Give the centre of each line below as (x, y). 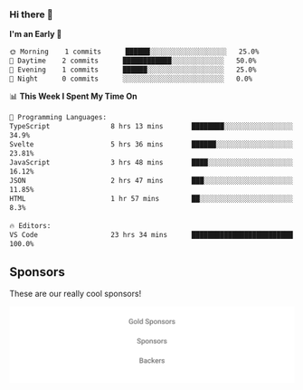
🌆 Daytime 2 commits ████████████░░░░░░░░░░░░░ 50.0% (133, 61)
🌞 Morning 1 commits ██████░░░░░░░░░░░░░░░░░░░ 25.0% (134, 52)
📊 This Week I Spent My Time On (73, 96)
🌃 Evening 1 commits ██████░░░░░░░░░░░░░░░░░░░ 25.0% (133, 70)
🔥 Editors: (30, 226)
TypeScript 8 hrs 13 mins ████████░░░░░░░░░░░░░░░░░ (151, 127)
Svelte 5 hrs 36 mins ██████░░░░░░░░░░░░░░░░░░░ (151, 145)
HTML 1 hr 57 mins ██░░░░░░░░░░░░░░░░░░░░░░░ (151, 199)
